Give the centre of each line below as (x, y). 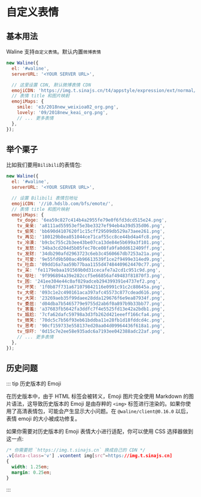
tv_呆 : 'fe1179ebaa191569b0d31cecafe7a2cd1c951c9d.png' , (89, 270)
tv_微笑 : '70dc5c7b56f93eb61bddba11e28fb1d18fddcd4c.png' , (91, 320)
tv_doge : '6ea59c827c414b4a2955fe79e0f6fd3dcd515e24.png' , (92, 220)
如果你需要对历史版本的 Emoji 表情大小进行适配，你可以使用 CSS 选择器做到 (100, 431)
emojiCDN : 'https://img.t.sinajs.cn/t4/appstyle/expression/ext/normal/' (105, 90)
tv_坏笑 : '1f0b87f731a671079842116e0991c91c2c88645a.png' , (91, 287)
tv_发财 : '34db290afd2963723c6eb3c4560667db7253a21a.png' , (91, 254)
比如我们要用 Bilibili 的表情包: (44, 165)
